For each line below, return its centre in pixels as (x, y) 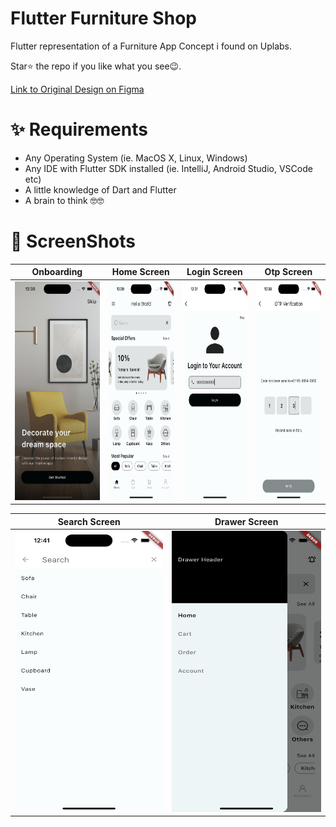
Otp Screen (288, 272)
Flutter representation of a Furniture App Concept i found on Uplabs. (151, 46)
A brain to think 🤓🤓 (64, 200)
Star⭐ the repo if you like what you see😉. (96, 66)
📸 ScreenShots (73, 241)
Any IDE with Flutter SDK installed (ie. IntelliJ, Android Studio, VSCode (168, 168)
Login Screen (214, 272)
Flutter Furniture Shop (103, 18)
